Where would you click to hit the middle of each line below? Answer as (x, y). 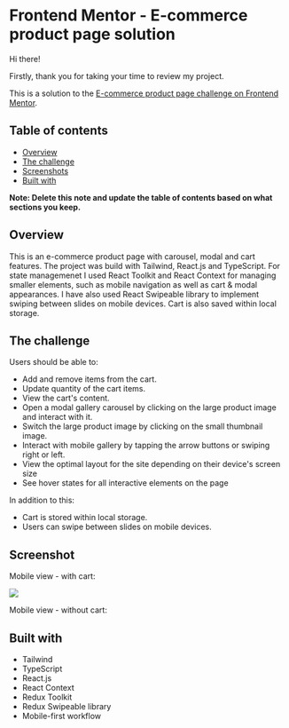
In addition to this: (42, 500)
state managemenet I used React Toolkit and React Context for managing (143, 275)
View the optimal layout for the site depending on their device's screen (151, 464)
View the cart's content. (66, 398)
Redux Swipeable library (66, 706)
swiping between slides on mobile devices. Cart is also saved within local (143, 304)
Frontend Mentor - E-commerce (129, 16)
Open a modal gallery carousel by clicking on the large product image (149, 408)
